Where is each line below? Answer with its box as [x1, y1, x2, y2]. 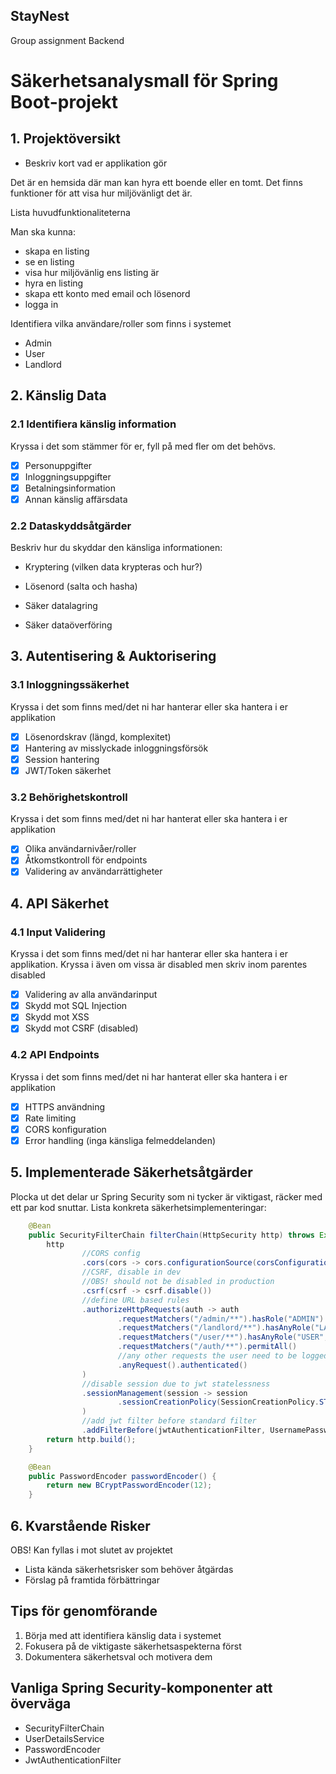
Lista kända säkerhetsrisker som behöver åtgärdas [24, 1563, 234, 1575]
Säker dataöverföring [24, 619, 113, 631]
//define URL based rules [81, 1295, 190, 1305]
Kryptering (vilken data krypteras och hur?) [24, 561, 203, 573]
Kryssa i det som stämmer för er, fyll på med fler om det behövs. [10, 440, 277, 452]
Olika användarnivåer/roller [24, 843, 137, 855]
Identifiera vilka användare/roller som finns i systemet [10, 317, 232, 329]
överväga [10, 1695, 72, 1713]
